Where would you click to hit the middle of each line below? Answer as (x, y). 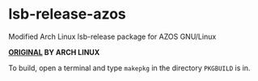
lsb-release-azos (68, 14)
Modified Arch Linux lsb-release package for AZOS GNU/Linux (112, 36)
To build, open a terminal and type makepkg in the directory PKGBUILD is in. (129, 68)
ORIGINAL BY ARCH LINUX (54, 52)
